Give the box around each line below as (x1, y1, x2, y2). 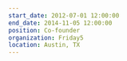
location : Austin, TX (8, 41, 81, 49)
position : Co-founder (8, 26, 81, 34)
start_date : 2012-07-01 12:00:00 (8, 11, 120, 20)
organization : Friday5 (8, 33, 84, 42)
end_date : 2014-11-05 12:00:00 (8, 19, 113, 27)
